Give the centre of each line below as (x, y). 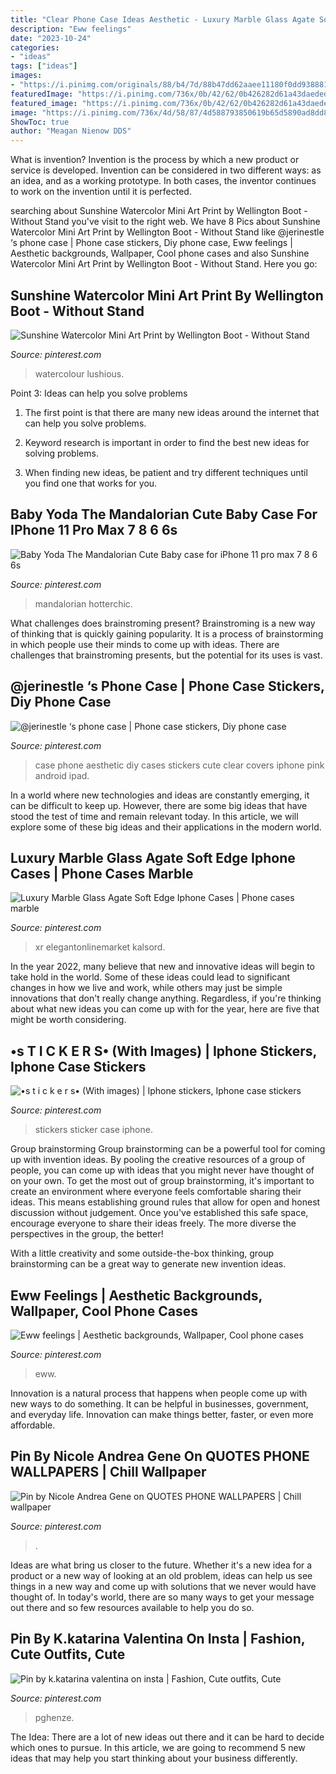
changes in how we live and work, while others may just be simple (146, 988)
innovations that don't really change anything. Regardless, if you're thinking (166, 998)
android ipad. (62, 775)
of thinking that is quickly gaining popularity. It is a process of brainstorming (167, 633)
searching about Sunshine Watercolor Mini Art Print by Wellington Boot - (159, 211)
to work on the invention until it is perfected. (101, 192)
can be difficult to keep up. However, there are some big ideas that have (159, 805)
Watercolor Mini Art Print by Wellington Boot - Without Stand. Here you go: (164, 264)
